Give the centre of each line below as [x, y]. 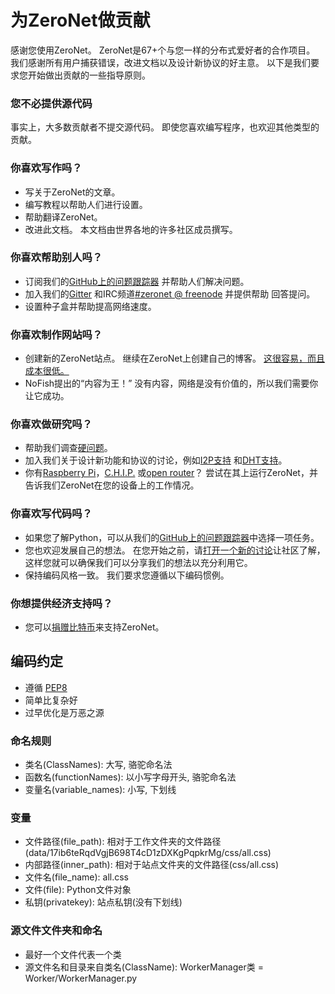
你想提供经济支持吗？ [61, 603]
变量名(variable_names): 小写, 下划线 [100, 790]
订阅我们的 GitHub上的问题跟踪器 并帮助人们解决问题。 [137, 281]
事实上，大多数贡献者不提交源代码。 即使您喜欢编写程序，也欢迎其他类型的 [165, 127]
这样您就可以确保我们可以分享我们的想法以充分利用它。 [138, 562]
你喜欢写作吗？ [46, 168]
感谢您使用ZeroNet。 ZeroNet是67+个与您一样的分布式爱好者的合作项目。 [163, 50]
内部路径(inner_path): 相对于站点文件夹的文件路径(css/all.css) [152, 865]
